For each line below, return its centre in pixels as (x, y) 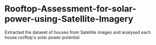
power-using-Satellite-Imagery (69, 19)
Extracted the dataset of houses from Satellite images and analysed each (78, 32)
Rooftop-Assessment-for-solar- (70, 9)
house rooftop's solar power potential (42, 37)
